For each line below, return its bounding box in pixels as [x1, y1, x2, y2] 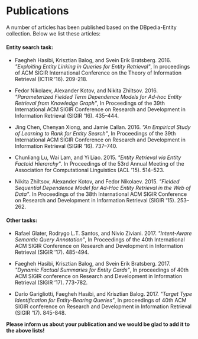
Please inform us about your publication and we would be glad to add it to [6, 321, 190, 328]
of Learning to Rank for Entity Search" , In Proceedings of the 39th [14, 130, 176, 137]
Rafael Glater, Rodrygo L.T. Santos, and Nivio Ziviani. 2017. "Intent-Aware [14, 230, 192, 237]
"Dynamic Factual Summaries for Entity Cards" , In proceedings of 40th [14, 266, 189, 273]
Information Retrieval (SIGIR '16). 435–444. [14, 112, 119, 120]
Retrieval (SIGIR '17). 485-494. [14, 248, 89, 256]
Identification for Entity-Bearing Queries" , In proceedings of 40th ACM [14, 297, 187, 304]
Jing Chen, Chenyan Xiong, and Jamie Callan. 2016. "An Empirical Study [14, 124, 191, 131]
